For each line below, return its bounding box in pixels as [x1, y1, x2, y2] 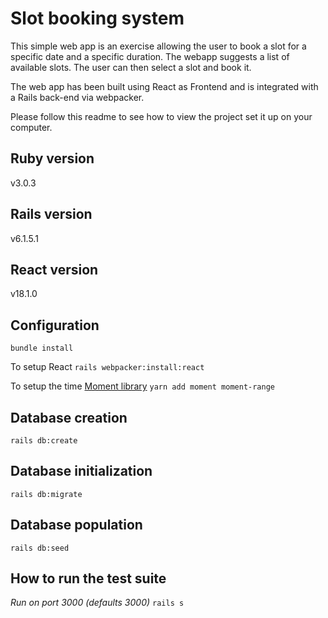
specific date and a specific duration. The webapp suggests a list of [10, 50, 290, 62]
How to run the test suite [10, 570, 167, 587]
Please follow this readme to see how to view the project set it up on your [10, 110, 313, 122]
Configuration [10, 317, 100, 334]
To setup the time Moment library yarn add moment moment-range [10, 380, 275, 392]
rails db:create [10, 436, 78, 446]
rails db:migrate [10, 489, 83, 499]
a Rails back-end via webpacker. [10, 91, 145, 103]
